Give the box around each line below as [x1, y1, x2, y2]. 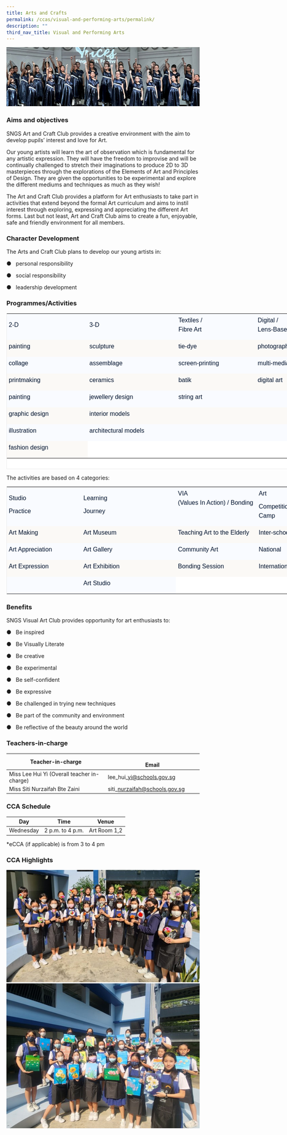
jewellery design [89, 393, 134, 401]
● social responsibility [6, 272, 66, 279]
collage [9, 359, 29, 367]
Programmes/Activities [6, 299, 77, 307]
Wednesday [9, 827, 39, 834]
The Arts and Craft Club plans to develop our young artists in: [6, 248, 161, 255]
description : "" [6, 23, 48, 29]
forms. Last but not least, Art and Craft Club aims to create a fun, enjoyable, [6, 212, 197, 220]
